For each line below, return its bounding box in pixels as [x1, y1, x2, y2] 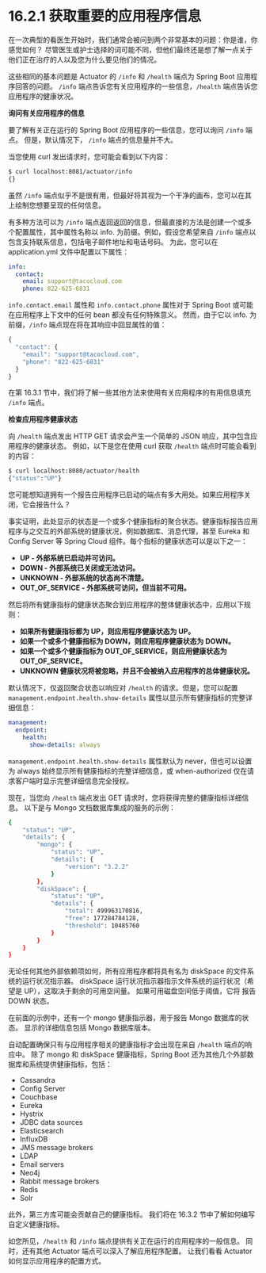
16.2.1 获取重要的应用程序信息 [8, 7, 202, 25]
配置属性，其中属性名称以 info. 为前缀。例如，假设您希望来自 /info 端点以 [14, 227, 256, 236]
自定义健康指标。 [8, 1220, 64, 1229]
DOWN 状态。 [8, 996, 54, 1006]
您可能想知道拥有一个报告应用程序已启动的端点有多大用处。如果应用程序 [8, 490, 244, 499]
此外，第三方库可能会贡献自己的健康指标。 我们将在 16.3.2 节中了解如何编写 [8, 1210, 256, 1219]
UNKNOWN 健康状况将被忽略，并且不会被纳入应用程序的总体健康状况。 [19, 667, 255, 676]
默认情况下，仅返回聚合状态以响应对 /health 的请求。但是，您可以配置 [8, 683, 238, 693]
